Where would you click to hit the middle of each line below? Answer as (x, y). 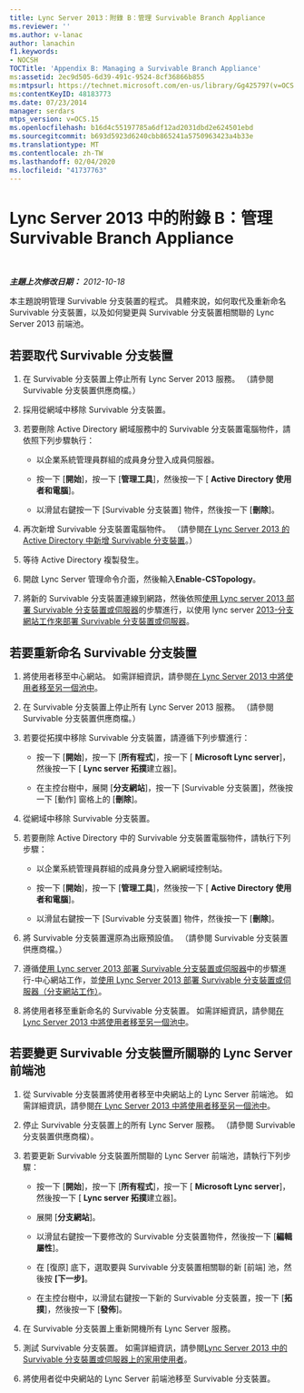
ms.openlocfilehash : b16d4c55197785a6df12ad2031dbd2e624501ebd (132, 128)
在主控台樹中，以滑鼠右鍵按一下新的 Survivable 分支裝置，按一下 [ (160, 1297)
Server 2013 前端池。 (49, 324)
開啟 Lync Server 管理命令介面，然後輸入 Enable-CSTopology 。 (142, 580)
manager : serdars (42, 111)
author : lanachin (42, 43)
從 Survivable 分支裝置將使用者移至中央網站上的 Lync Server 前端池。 (153, 1094)
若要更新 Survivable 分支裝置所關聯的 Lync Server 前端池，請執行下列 (153, 1156)
